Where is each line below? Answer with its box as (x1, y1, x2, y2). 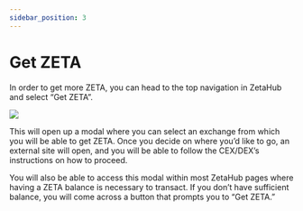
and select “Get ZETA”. (9, 91, 93, 102)
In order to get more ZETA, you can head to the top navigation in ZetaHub (9, 82, 282, 93)
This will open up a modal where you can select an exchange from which (9, 125, 280, 136)
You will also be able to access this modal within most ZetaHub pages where (9, 172, 294, 183)
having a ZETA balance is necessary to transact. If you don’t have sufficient (9, 181, 289, 192)
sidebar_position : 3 (9, 13, 87, 23)
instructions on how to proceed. (9, 154, 128, 165)
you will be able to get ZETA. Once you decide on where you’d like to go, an (9, 135, 290, 146)
